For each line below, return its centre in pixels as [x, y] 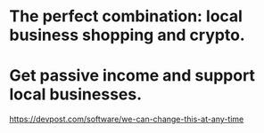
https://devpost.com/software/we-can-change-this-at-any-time [127, 119]
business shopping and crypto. [127, 35]
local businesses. [76, 94]
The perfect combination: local [126, 16]
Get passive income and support [132, 76]
